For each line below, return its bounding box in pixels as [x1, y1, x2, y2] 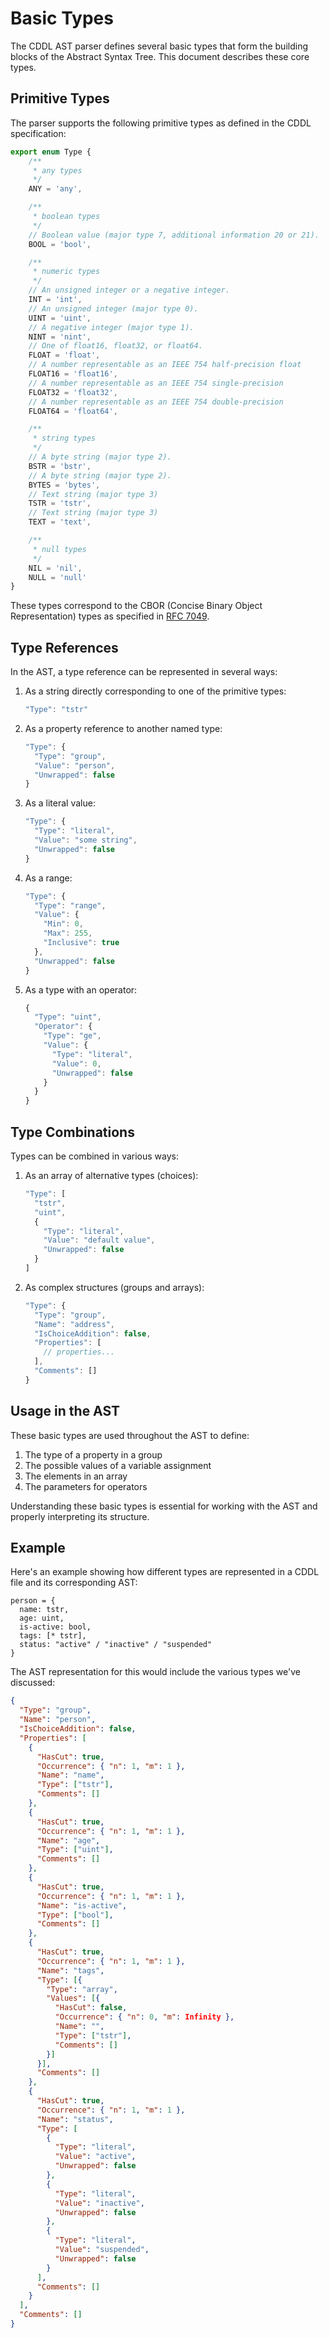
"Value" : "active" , [54, 2152, 137, 2162]
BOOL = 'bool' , [28, 239, 92, 249]
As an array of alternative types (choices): [24, 1170, 199, 1181]
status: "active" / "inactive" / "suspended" [19, 1640, 213, 1650]
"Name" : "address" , [34, 1319, 116, 1329]
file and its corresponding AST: [10, 1577, 138, 1589]
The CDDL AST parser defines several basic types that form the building [10, 40, 308, 52]
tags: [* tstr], [19, 1631, 87, 1641]
